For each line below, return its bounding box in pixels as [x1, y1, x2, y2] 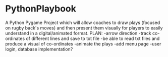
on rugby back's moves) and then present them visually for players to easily [5, 24, 163, 30]
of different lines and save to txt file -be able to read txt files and [26, 35, 160, 41]
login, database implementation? [5, 46, 73, 52]
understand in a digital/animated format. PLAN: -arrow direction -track [5, 30, 151, 36]
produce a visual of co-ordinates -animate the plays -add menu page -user [5, 40, 161, 46]
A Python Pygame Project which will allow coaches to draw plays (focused [5, 19, 160, 25]
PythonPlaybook [5, 3, 77, 14]
